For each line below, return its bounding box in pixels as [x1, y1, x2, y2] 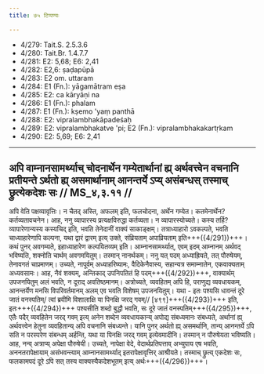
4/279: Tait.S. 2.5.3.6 [20, 40, 89, 49]
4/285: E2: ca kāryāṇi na [20, 89, 100, 99]
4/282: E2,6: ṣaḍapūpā [20, 64, 95, 74]
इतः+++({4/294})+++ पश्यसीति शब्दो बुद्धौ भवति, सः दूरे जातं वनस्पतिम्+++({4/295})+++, [9, 303, 252, 314]
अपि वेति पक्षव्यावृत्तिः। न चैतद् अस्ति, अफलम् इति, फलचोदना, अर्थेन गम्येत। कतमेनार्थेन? [9, 207, 226, 216]
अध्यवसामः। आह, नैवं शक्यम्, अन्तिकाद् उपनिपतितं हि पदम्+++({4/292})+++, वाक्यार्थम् [9, 268, 235, 278]
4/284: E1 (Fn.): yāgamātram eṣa [20, 82, 126, 91]
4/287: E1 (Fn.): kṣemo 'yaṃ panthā [20, 107, 136, 116]
